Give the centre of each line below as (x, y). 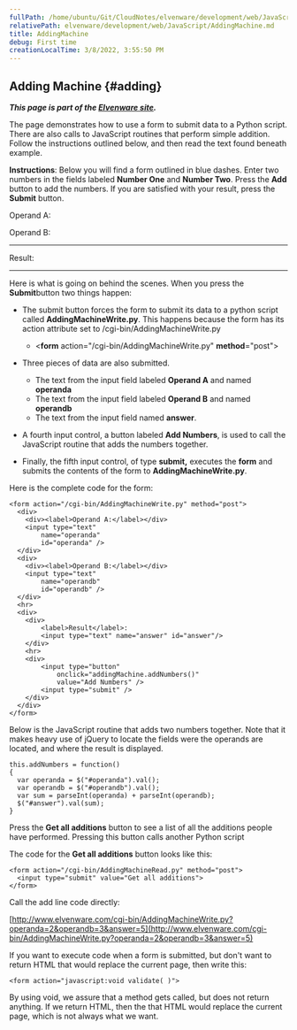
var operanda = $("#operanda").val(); (89, 780)
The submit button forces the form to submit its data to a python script (150, 310)
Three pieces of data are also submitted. (96, 363)
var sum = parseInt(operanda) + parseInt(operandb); (116, 796)
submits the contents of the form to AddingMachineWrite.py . (134, 471)
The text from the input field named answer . (116, 418)
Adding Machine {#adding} (86, 86)
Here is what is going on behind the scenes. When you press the (127, 283)
